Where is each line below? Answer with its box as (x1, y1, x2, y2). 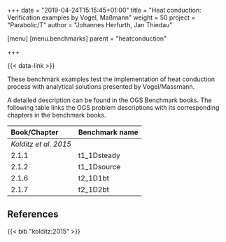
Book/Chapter (10, 127, 59, 137)
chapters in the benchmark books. (7, 111, 106, 119)
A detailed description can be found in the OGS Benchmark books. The (7, 96, 212, 104)
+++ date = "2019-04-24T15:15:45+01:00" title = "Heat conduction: (7, 6, 202, 14)
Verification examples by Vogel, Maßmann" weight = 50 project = (7, 13, 196, 22)
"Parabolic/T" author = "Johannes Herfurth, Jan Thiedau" (7, 21, 173, 29)
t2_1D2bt (78, 185, 110, 194)
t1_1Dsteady (78, 150, 120, 160)
